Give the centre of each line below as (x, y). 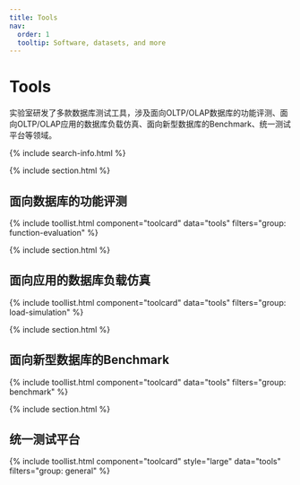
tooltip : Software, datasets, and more (92, 43)
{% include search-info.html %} (68, 153)
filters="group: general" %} (60, 471)
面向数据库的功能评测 (68, 201)
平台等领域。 (33, 135)
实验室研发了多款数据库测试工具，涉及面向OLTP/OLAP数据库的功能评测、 (145, 113)
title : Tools (34, 17)
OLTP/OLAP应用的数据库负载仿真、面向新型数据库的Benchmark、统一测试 (154, 124)
